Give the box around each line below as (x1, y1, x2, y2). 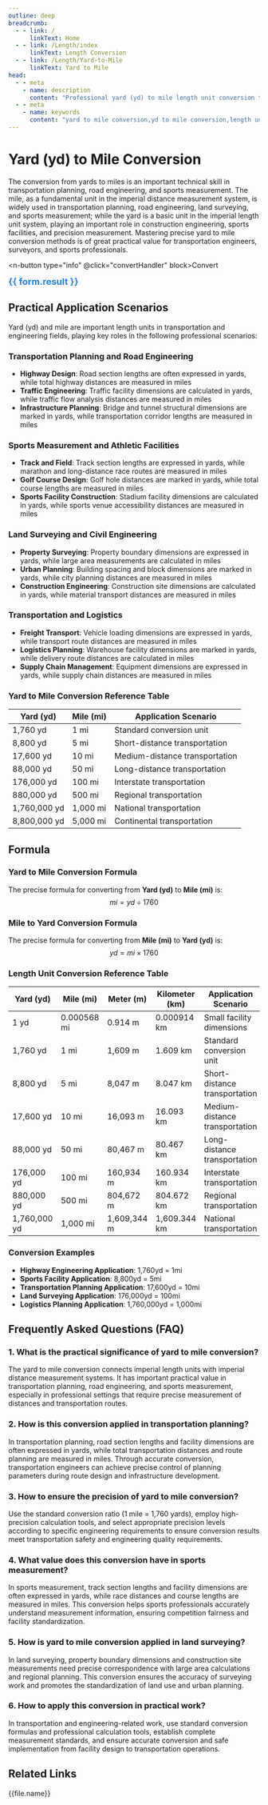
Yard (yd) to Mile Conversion (8, 150, 202, 169)
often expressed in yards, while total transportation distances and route (8, 1445, 243, 1455)
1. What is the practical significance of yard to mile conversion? (8, 1347, 259, 1357)
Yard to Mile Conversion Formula (8, 866, 138, 878)
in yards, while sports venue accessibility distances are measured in (19, 501, 245, 510)
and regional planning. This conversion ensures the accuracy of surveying (8, 1671, 252, 1681)
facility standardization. (8, 1617, 85, 1627)
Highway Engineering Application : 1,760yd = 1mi (19, 1265, 183, 1275)
